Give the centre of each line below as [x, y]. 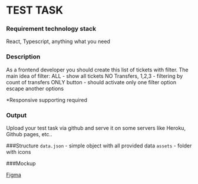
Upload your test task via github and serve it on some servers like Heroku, [96, 128]
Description [23, 57]
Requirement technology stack [51, 29]
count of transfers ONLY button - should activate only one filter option [91, 82]
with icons [19, 152]
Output [16, 115]
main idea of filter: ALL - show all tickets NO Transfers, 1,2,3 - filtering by [95, 76]
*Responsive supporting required [47, 100]
